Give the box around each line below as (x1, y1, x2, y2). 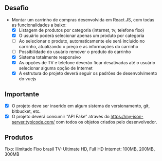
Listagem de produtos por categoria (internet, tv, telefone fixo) (18, 27, 144, 33)
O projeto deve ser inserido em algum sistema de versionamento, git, (11, 103, 150, 109)
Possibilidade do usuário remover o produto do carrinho (18, 49, 131, 54)
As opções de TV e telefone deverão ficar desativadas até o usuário (18, 60, 156, 66)
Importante (4, 90, 39, 98)
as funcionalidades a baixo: (11, 22, 67, 28)
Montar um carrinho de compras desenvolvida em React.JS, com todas (11, 17, 155, 22)
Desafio (4, 4, 29, 12)
